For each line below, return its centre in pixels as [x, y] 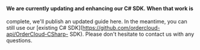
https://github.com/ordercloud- [121, 28]
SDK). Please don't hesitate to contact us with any [132, 34]
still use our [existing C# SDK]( [44, 28]
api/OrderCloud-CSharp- [37, 34]
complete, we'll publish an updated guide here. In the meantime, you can [97, 21]
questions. [19, 40]
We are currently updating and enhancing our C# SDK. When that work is [100, 8]
